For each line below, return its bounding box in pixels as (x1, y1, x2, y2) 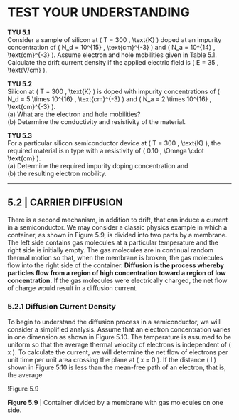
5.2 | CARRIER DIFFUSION (7, 197, 123, 209)
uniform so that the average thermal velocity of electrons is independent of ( (7, 340, 231, 349)
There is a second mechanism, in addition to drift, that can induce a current (7, 215, 228, 224)
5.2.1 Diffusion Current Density (7, 301, 116, 311)
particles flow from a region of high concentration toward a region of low (7, 268, 226, 277)
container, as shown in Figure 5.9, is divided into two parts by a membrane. (7, 230, 228, 239)
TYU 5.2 (7, 79, 33, 88)
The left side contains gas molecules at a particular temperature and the (7, 238, 219, 247)
